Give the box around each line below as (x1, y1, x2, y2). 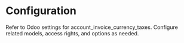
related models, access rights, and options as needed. (5, 29, 139, 37)
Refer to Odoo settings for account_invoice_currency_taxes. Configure (5, 24, 179, 31)
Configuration (5, 4, 77, 18)
